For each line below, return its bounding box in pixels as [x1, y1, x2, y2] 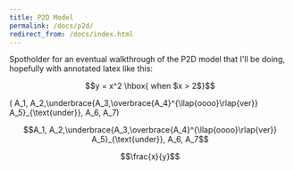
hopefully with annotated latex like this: [9, 63, 154, 74]
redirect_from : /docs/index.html [9, 29, 134, 38]
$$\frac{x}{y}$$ [120, 151, 181, 162]
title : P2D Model [9, 12, 74, 22]
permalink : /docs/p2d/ [9, 21, 94, 30]
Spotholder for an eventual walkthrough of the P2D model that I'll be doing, [9, 54, 286, 65]
